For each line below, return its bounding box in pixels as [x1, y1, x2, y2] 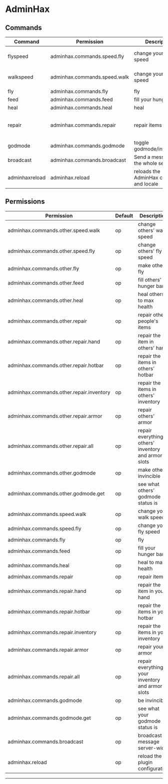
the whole [133, 160, 157, 166]
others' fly [137, 247, 162, 254]
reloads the [133, 168, 161, 174]
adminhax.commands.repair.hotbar [7, 608, 90, 615]
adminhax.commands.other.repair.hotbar [7, 361, 104, 368]
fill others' [137, 276, 161, 283]
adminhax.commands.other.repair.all [7, 442, 94, 449]
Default [115, 212, 133, 219]
